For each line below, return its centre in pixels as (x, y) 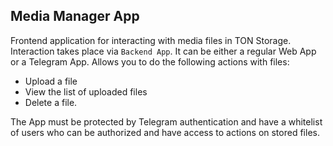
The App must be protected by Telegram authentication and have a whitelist (166, 121)
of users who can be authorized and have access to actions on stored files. (165, 132)
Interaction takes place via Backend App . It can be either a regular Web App (163, 51)
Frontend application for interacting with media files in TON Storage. (151, 40)
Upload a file (51, 81)
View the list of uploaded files (86, 91)
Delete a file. (51, 102)
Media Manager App (75, 16)
